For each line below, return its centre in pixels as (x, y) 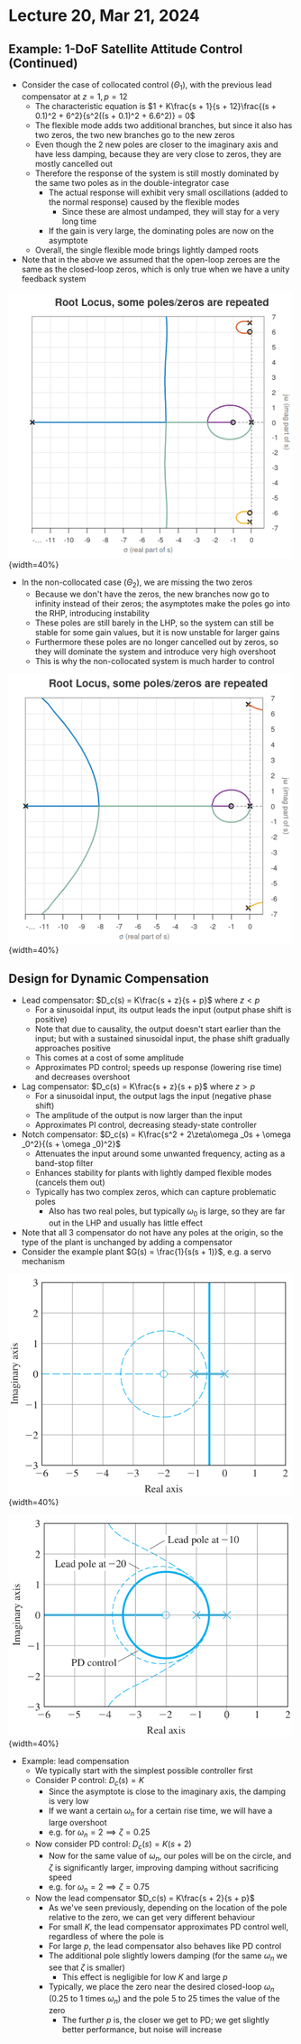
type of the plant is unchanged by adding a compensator (127, 1243)
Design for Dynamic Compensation (109, 979)
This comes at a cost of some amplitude (109, 1058)
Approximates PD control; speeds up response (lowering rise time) (159, 1068)
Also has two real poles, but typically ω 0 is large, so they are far (167, 1212)
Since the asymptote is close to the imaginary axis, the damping (167, 1791)
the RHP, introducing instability (92, 613)
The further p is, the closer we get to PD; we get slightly (165, 2020)
